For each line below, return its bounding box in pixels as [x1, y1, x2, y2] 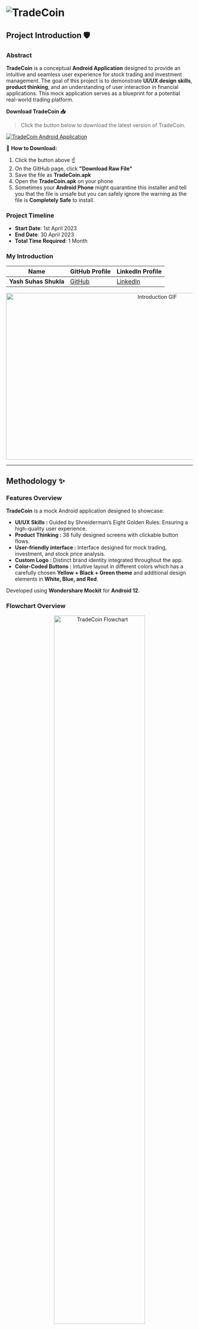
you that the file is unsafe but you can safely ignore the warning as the [14, 190, 187, 197]
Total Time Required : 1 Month [14, 237, 88, 244]
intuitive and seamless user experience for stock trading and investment [6, 71, 182, 78]
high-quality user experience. [14, 525, 87, 532]
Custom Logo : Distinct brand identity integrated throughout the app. [14, 556, 184, 564]
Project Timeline [6, 211, 54, 219]
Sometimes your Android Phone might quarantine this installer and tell [14, 184, 187, 191]
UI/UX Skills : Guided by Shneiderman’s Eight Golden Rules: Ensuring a [14, 519, 188, 526]
